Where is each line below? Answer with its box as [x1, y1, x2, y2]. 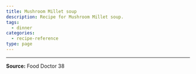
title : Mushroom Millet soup [6, 8, 77, 15]
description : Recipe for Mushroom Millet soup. [6, 14, 124, 20]
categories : [6, 30, 35, 36]
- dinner [11, 24, 33, 31]
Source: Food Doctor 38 [6, 62, 65, 69]
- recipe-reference [11, 36, 59, 41]
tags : [6, 19, 19, 25]
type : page [6, 41, 33, 47]
